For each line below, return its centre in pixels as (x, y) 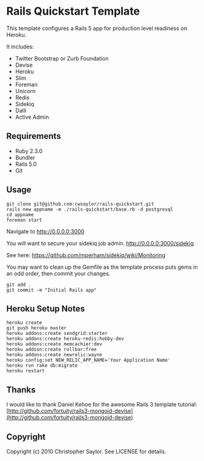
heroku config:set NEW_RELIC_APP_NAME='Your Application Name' (89, 360)
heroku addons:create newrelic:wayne (54, 355)
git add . (19, 285)
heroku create (24, 323)
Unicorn (25, 91)
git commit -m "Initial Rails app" (52, 290)
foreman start (24, 220)
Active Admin (32, 117)
